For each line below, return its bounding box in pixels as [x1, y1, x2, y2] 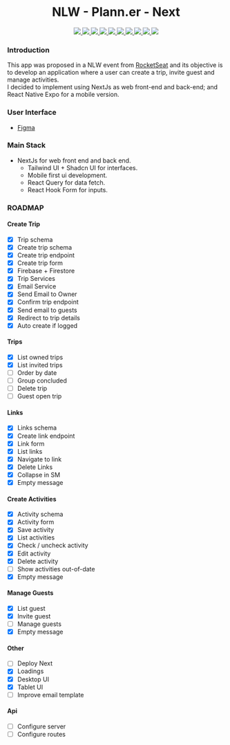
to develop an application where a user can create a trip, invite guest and [7, 68, 215, 77]
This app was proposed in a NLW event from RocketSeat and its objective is [7, 61, 223, 69]
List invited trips [17, 360, 64, 369]
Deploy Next [17, 659, 53, 668]
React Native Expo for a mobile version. [7, 91, 119, 99]
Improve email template [17, 690, 84, 699]
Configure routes [17, 730, 66, 738]
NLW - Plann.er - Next [51, 4, 181, 20]
